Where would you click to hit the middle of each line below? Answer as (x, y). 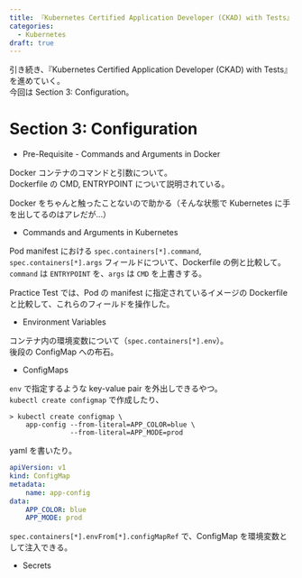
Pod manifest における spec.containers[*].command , (105, 251)
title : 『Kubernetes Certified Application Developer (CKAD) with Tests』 (151, 18)
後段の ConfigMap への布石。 (64, 352)
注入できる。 (49, 547)
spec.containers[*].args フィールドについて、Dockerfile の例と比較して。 (147, 262)
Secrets (37, 565)
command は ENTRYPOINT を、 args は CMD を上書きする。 (108, 274)
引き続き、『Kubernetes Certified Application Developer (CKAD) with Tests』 (151, 69)
